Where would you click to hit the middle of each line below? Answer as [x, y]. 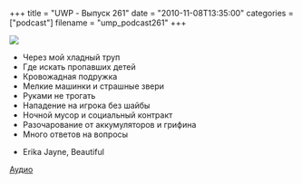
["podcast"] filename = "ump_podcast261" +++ [98, 23]
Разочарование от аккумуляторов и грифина [109, 125]
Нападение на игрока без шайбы [86, 105]
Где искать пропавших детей [79, 67]
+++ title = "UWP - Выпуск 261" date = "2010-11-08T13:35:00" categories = [151, 13]
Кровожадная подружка [70, 77]
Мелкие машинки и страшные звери [93, 86]
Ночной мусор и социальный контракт [97, 115]
